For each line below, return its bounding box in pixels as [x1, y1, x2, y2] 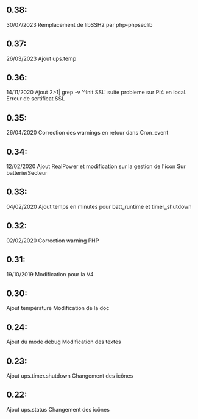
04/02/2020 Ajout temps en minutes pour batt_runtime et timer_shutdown [6, 203, 192, 210]
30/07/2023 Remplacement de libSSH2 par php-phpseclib [6, 21, 153, 28]
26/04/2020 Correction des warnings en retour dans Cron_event [6, 129, 169, 136]
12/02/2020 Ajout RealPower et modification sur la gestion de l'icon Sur [6, 163, 186, 170]
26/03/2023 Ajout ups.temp [6, 55, 77, 62]
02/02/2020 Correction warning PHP [6, 237, 99, 244]
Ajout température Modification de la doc [6, 305, 110, 312]
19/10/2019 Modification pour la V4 [6, 270, 94, 278]
